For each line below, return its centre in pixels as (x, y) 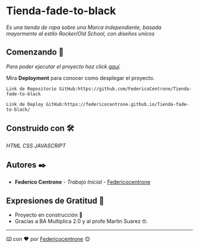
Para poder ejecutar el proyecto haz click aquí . (64, 66)
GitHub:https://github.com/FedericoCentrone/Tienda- (126, 89)
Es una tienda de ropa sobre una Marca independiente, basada (84, 27)
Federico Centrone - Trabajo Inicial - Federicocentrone (83, 182)
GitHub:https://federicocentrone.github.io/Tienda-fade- (118, 104)
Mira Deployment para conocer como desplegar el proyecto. (81, 78)
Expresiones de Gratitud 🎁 (55, 200)
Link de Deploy (25, 104)
